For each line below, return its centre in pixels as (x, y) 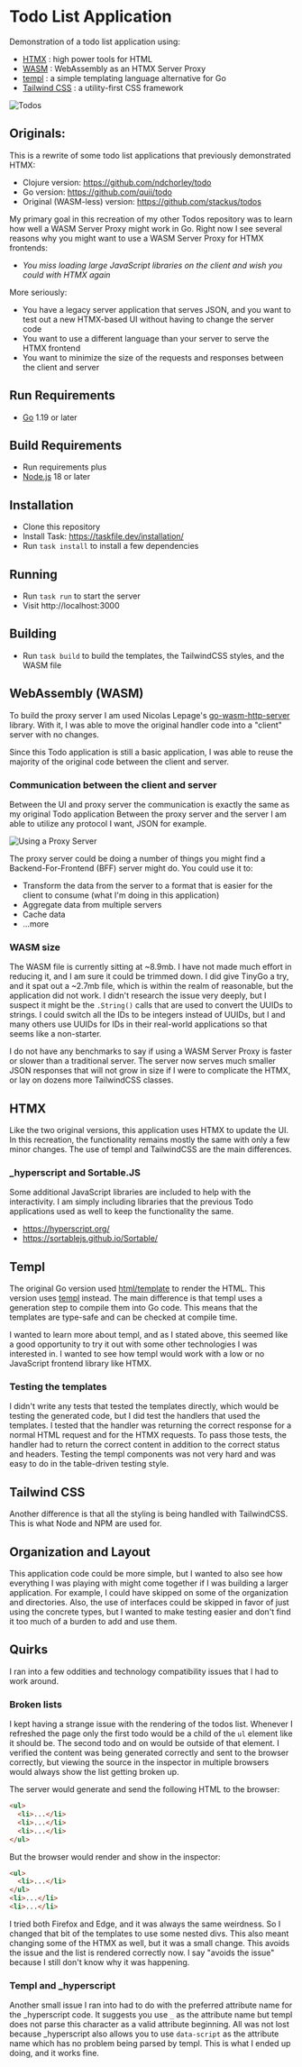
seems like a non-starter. (55, 1034)
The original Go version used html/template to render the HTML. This (137, 1289)
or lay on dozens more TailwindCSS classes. (92, 1080)
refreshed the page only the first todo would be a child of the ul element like (151, 1733)
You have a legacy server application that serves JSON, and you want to (156, 309)
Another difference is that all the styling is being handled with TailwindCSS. (149, 1514)
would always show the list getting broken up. (94, 1772)
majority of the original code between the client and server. (119, 761)
